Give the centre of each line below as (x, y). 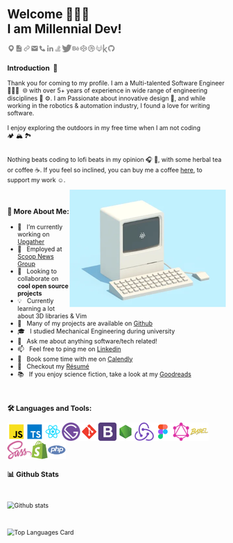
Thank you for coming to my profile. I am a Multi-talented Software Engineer (116, 83)
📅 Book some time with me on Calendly (75, 359)
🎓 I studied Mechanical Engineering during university (96, 331)
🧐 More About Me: (38, 211)
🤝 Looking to (37, 271)
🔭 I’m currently (40, 227)
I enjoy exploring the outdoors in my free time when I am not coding (104, 128)
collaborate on (38, 278)
